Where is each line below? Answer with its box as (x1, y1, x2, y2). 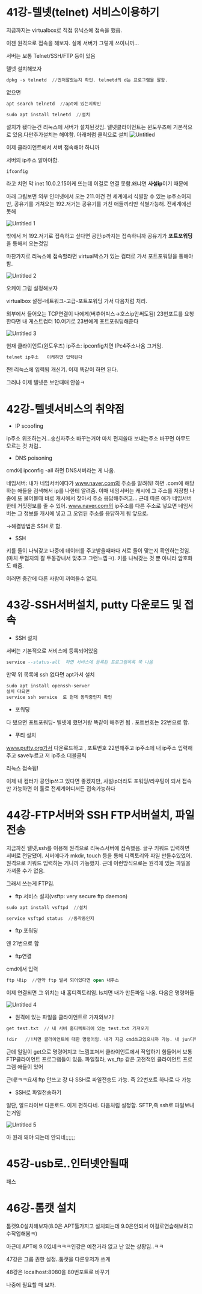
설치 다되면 (6, 688, 30, 695)
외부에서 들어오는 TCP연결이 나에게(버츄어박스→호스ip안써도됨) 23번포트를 (6, 310, 183, 317)
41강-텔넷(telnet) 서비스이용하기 (6, 5, 159, 19)
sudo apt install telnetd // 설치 (6, 111, 90, 117)
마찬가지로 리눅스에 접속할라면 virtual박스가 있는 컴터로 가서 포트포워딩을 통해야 (6, 252, 194, 260)
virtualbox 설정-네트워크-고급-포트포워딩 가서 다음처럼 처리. (6, 298, 147, 305)
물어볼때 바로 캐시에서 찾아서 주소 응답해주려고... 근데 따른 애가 (23, 495, 171, 502)
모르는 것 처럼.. (6, 442, 42, 449)
